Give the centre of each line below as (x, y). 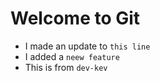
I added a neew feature (72, 56)
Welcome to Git (75, 18)
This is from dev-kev (66, 67)
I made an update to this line (87, 46)
